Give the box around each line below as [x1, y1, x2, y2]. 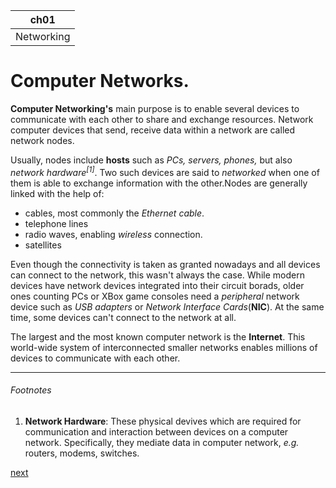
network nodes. [10, 134, 75, 146]
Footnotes [10, 384, 52, 396]
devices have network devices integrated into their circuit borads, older [10, 279, 305, 291]
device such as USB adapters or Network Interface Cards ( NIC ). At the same [10, 300, 325, 313]
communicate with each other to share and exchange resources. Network [10, 113, 314, 125]
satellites [24, 239, 62, 251]
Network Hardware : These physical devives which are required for [24, 415, 302, 427]
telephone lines [24, 217, 89, 229]
